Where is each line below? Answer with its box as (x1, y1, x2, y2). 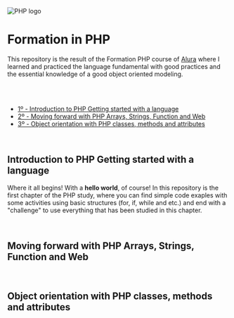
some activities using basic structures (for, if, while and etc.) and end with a (7, 198, 226, 207)
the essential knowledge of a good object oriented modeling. (7, 70, 183, 78)
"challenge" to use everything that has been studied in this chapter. (7, 206, 202, 214)
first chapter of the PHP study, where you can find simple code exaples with (7, 190, 228, 200)
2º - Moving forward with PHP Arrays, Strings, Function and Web (17, 112, 206, 121)
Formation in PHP (7, 32, 111, 48)
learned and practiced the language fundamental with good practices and (7, 62, 221, 71)
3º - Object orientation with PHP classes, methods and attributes (17, 119, 205, 128)
